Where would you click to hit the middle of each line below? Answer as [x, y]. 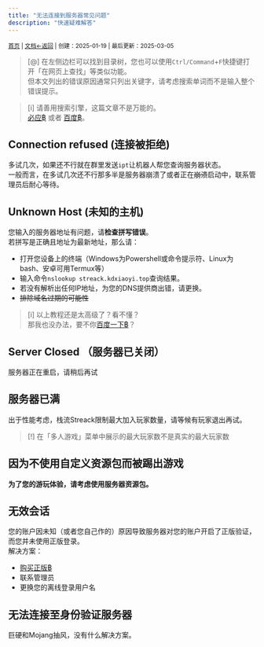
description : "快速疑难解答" [52, 23]
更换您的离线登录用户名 [57, 587]
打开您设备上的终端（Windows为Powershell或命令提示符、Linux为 [126, 259]
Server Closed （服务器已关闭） [86, 352]
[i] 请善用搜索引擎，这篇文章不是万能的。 [94, 108]
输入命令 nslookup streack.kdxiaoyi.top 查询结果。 [102, 278]
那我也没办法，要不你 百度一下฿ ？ [81, 325]
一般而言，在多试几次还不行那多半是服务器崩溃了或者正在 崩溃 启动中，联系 [128, 175]
